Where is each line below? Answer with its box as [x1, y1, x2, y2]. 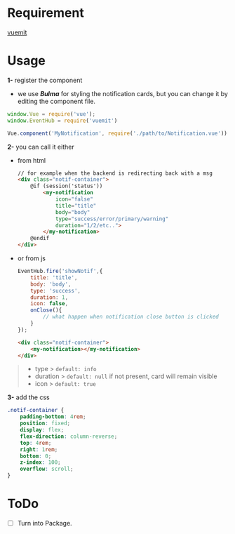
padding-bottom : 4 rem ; [20, 413, 86, 420]
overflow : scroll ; [20, 465, 74, 473]
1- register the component [7, 76, 83, 84]
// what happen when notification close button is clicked [43, 314, 219, 321]
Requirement [7, 5, 84, 21]
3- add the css [7, 393, 51, 401]
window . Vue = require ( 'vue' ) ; [7, 110, 96, 117]
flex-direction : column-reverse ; [20, 433, 118, 440]
